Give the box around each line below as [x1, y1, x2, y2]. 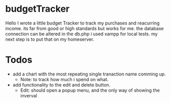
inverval [20, 92, 37, 98]
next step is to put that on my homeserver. [5, 36, 94, 42]
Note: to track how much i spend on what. [20, 76, 109, 82]
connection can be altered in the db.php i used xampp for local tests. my [5, 31, 158, 37]
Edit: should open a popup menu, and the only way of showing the [20, 87, 160, 93]
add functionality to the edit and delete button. [12, 82, 111, 88]
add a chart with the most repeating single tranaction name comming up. [12, 71, 166, 77]
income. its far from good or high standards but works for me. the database [5, 25, 164, 31]
